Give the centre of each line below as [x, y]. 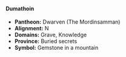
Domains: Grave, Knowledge [51, 35]
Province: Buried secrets [46, 41]
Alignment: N [31, 29]
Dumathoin [20, 8]
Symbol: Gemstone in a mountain [56, 48]
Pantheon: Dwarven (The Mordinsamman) [67, 22]
